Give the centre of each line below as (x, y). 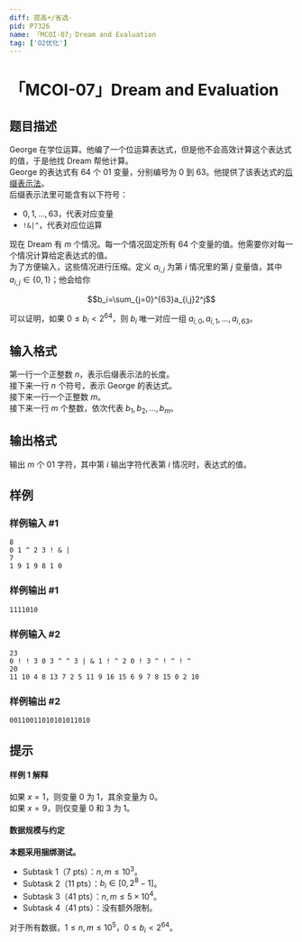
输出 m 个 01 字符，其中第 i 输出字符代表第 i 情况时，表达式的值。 (131, 464)
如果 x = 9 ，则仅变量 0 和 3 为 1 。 (72, 808)
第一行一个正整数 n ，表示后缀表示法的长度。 (92, 374)
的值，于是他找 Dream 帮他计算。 (71, 161)
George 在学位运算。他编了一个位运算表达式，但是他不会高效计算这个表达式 (151, 150)
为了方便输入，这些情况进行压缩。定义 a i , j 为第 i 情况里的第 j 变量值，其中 (146, 268)
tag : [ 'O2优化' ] (38, 43)
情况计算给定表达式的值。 (64, 256)
